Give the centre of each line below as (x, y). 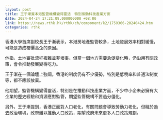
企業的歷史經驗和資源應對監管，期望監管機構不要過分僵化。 (65, 96)
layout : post (18, 9)
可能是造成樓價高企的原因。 (33, 48)
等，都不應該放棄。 (24, 80)
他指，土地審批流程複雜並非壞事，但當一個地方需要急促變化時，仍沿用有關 (79, 58)
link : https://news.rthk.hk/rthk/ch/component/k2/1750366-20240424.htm (79, 23)
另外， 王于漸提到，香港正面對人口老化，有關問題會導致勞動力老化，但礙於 (79, 107)
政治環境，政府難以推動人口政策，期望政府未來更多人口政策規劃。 (75, 113)
